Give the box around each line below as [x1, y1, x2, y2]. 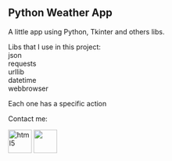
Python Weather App [8, 6, 113, 20]
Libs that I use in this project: [8, 42, 102, 52]
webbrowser [8, 84, 48, 93]
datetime [8, 75, 37, 84]
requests [8, 59, 37, 68]
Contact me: [8, 113, 48, 123]
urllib [8, 66, 25, 77]
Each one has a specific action [8, 98, 107, 108]
